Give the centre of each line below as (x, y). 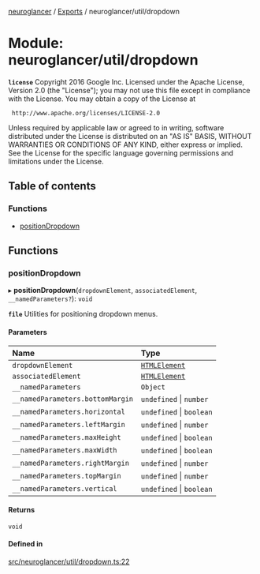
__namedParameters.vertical (65, 488)
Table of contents (52, 186)
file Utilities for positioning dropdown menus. (83, 314)
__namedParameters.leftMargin (69, 424)
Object (153, 387)
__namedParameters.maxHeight (67, 437)
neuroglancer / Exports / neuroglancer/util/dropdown (94, 11)
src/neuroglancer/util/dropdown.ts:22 (69, 561)
